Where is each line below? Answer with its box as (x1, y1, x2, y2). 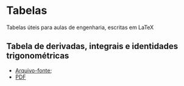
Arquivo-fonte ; (15, 67, 52, 74)
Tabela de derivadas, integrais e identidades (6, 41, 179, 51)
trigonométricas (6, 51, 69, 61)
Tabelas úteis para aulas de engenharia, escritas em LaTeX (6, 24, 154, 31)
